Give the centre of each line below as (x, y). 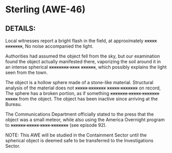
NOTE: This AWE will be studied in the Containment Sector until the (76, 135)
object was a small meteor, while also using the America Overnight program (85, 120)
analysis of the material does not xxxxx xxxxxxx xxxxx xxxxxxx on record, (83, 88)
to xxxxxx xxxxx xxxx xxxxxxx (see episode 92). (56, 125)
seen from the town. (27, 72)
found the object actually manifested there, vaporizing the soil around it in (83, 62)
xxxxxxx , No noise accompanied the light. (49, 46)
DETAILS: (20, 28)
